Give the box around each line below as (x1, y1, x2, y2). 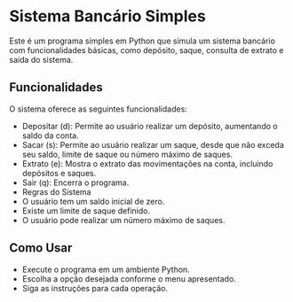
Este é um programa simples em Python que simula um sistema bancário (9, 35, 275, 46)
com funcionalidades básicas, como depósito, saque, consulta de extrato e (9, 44, 284, 55)
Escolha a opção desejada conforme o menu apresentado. (21, 273, 237, 284)
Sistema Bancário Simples (9, 6, 206, 27)
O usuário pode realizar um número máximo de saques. (21, 214, 226, 225)
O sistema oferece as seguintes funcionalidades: (9, 104, 188, 114)
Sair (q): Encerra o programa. (21, 177, 130, 188)
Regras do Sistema (21, 186, 91, 197)
